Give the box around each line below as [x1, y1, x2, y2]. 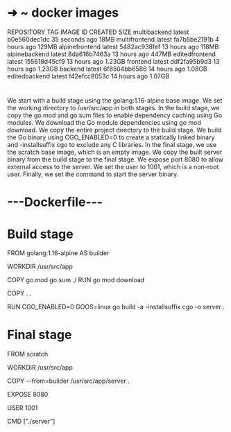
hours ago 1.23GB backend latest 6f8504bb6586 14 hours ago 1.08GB [7, 64, 208, 73]
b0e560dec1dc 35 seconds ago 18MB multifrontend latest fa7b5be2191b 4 [7, 35, 220, 43]
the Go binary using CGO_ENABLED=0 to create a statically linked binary [7, 133, 215, 141]
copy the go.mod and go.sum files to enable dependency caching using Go [7, 111, 223, 119]
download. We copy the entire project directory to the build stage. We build [7, 126, 222, 135]
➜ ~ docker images [7, 5, 119, 21]
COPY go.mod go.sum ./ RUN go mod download [7, 276, 145, 284]
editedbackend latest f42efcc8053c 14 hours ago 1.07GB [7, 71, 170, 80]
